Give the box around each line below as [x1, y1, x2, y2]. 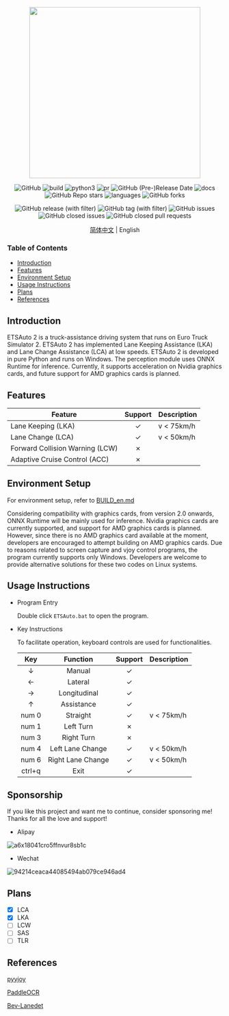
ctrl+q [21, 766, 41, 776]
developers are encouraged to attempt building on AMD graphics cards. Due [7, 538, 223, 546]
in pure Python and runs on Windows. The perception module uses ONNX [7, 355, 215, 364]
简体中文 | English [90, 226, 140, 233]
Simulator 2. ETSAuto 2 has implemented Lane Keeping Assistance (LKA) [7, 340, 213, 348]
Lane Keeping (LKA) [10, 421, 75, 431]
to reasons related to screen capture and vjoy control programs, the [7, 546, 198, 554]
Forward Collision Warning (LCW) [10, 443, 118, 453]
